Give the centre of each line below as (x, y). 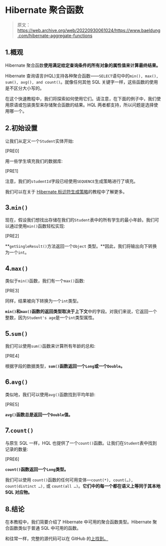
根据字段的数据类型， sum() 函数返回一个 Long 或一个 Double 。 (65, 366)
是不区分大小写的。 (25, 88)
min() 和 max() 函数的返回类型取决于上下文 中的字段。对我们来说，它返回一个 (81, 312)
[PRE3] (12, 291)
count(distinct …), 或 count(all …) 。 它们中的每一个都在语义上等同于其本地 (83, 486)
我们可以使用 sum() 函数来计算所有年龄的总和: (50, 346)
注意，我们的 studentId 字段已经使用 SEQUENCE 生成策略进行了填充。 (72, 181)
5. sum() (17, 334)
